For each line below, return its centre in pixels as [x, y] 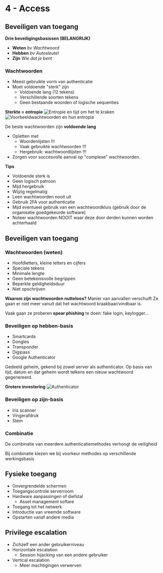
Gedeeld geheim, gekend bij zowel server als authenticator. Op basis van [79, 367]
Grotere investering [25, 387]
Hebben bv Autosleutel [35, 53]
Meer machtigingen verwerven [50, 565]
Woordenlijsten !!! [37, 141]
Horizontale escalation [35, 549]
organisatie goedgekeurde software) [49, 212]
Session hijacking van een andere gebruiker [64, 555]
